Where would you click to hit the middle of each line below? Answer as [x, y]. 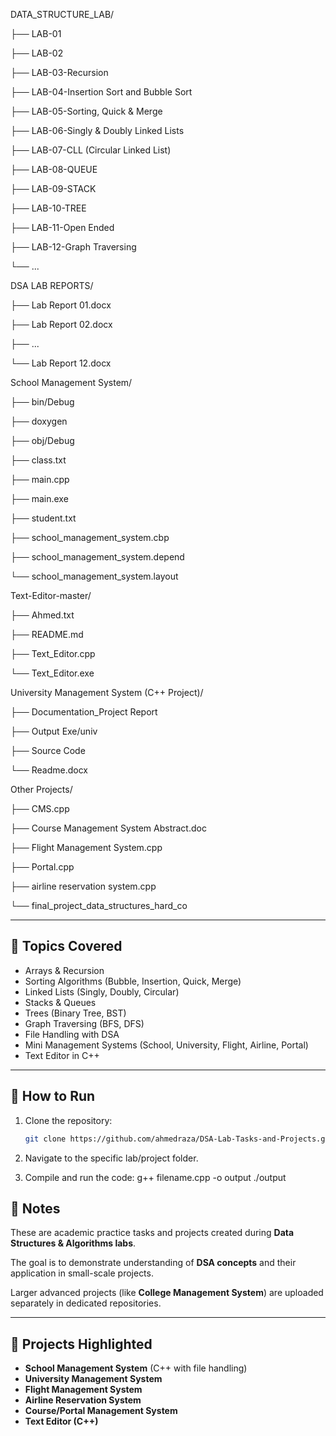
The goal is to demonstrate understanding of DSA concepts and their [153, 1263]
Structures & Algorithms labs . [73, 1243]
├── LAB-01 [36, 33]
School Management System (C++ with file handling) [136, 1368]
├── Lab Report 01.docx [61, 305]
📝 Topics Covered [66, 946]
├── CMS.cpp [40, 808]
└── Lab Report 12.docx [61, 363]
